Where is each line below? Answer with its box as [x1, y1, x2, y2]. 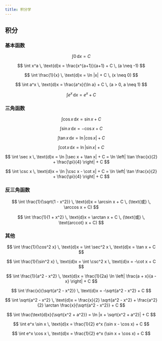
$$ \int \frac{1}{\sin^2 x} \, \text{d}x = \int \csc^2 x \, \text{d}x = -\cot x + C [6, 258, 156, 264]
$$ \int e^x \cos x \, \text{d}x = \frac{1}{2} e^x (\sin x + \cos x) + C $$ [12, 330, 151, 336]
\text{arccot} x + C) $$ [59, 220, 104, 225]
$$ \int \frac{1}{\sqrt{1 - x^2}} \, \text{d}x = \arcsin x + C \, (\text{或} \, [11, 199, 151, 205]
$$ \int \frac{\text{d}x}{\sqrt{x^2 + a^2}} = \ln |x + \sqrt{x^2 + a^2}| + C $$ [6, 311, 156, 317]
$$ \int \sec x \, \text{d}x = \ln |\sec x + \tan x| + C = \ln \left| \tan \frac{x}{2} [5, 154, 158, 160]
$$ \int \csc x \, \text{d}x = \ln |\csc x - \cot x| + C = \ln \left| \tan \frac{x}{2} [5, 169, 157, 174]
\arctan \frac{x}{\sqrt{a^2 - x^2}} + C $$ [44, 302, 126, 308]
